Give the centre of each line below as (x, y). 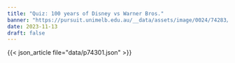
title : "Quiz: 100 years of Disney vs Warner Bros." (86, 13)
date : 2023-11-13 (33, 26)
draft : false (26, 33)
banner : (19, 20)
